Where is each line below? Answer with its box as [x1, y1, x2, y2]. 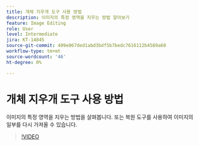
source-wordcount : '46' [6, 54, 67, 60]
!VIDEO [21, 133, 39, 141]
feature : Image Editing [6, 20, 67, 26]
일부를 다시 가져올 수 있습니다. [6, 121, 77, 129]
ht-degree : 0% [6, 59, 42, 65]
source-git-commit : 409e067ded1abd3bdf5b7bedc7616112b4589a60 [6, 43, 166, 49]
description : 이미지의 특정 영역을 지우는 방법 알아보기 [6, 14, 130, 21]
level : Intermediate [6, 31, 59, 37]
